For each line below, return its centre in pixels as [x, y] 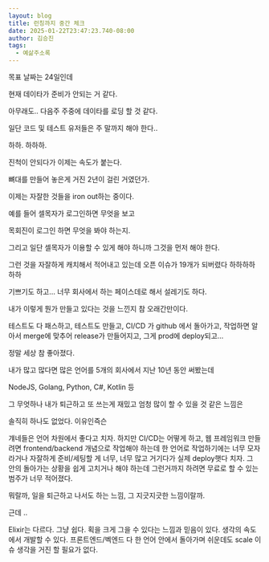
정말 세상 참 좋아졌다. [41, 353]
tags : [17, 46]
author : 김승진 [31, 38]
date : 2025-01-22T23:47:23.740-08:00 [71, 31]
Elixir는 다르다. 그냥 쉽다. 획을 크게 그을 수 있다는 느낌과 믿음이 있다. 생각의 [125, 529]
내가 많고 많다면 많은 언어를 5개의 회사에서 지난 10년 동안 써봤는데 [111, 370]
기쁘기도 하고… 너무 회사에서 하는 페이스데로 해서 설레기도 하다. [108, 291]
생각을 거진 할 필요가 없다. [57, 550]
